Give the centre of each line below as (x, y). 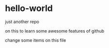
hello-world (29, 8)
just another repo (22, 22)
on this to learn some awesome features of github (55, 31)
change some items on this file (36, 40)
